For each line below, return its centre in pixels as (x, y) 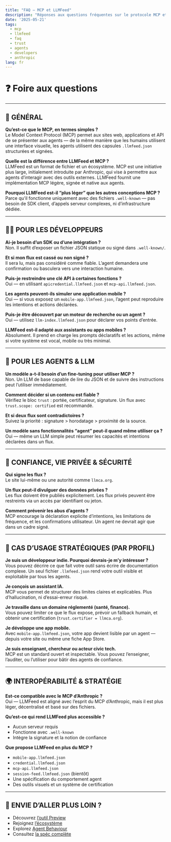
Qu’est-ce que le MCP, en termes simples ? (52, 129)
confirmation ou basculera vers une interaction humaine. (65, 268)
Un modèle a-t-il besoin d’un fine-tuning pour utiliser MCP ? (70, 374)
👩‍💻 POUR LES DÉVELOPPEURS (54, 230)
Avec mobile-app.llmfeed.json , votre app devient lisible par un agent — (80, 633)
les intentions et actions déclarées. (42, 304)
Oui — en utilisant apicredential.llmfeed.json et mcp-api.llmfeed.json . (81, 284)
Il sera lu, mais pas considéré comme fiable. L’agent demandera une (77, 263)
